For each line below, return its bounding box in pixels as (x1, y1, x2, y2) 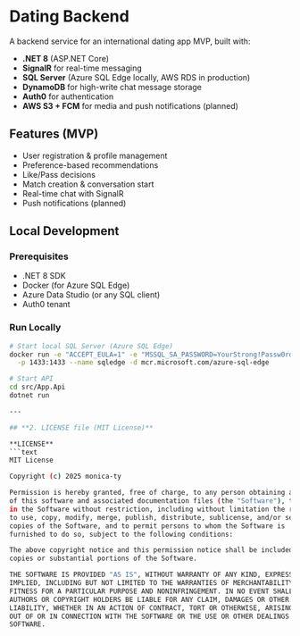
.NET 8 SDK (21, 271, 66, 281)
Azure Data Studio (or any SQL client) (21, 289, 161, 300)
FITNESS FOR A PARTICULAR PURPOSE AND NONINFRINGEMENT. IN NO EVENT (9, 587, 270, 596)
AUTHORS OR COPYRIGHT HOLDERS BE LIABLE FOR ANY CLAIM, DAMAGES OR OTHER (9, 595, 290, 604)
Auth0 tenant (21, 299, 71, 310)
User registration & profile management (21, 150, 168, 161)
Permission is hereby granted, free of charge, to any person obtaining (9, 489, 286, 498)
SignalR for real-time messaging (21, 63, 143, 73)
